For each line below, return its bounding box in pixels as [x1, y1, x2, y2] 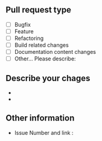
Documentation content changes [14, 48, 96, 56]
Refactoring [14, 34, 44, 42]
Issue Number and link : [14, 129, 74, 136]
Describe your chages [5, 73, 91, 84]
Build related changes [14, 42, 69, 48]
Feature [14, 27, 34, 35]
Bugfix [14, 21, 31, 28]
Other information [5, 113, 75, 123]
